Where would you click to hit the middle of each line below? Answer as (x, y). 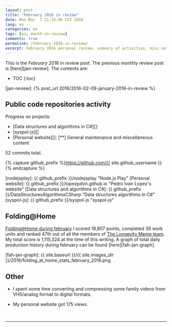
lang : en (15, 24)
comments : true (21, 39)
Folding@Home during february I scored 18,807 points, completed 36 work (84, 228)
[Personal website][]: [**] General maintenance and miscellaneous (83, 138)
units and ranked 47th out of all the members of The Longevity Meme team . (85, 234)
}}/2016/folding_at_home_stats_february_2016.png (58, 260)
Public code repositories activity (58, 104)
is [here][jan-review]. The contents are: (47, 68)
